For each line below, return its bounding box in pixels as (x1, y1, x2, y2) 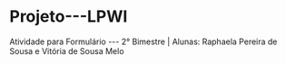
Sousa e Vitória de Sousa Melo (9, 45, 124, 56)
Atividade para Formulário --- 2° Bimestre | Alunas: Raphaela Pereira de (9, 36, 278, 47)
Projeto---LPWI (9, 6, 128, 27)
